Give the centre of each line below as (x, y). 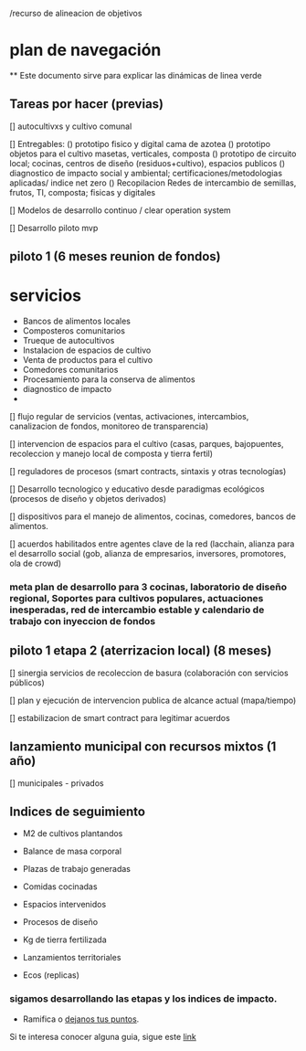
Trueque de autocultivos (69, 341)
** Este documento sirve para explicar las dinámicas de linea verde (136, 75)
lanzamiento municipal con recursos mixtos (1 (143, 747)
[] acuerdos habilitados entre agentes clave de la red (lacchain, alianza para (152, 544)
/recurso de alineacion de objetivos (76, 13)
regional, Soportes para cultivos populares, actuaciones (137, 598)
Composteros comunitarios (74, 331)
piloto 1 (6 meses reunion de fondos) (115, 256)
